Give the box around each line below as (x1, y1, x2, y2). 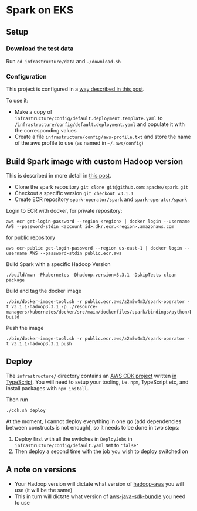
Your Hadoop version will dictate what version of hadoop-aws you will (14, 480, 184, 487)
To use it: (6, 97, 29, 104)
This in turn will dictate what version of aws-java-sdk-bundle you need (14, 493, 186, 500)
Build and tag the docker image (6, 287, 82, 294)
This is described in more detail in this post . (6, 172, 111, 179)
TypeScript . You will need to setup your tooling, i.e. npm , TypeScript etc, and (6, 379, 189, 386)
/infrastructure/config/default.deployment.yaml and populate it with (14, 121, 185, 128)
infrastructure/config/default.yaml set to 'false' (14, 441, 140, 448)
